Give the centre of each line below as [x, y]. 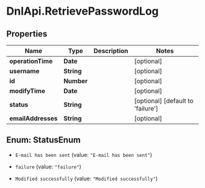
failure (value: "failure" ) [48, 167]
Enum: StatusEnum [44, 140]
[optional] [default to [164, 101]
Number [75, 81]
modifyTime [27, 91]
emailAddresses [34, 118]
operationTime [31, 61]
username [24, 71]
